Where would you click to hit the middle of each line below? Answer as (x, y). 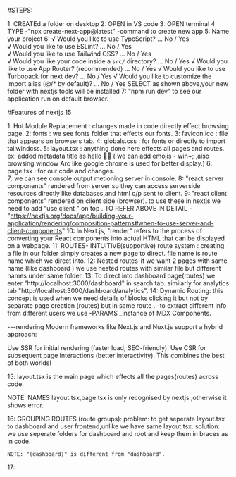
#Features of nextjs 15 (39, 112)
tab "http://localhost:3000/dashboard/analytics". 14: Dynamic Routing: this (115, 291)
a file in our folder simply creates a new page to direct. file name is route (112, 253)
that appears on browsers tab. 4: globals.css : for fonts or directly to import (117, 141)
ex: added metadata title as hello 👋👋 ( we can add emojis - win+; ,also (108, 156)
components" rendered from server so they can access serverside (104, 186)
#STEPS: (20, 10)
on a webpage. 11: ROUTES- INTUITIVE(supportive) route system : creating (116, 246)
